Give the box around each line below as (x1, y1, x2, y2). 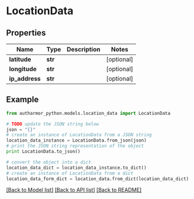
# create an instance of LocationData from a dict (6, 170, 134, 176)
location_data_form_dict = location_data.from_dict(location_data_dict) (6, 176, 189, 182)
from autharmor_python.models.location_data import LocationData (6, 110, 170, 116)
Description (67, 46, 101, 53)
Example (6, 95, 39, 105)
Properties (6, 28, 46, 38)
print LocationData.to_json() (6, 149, 81, 155)
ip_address (9, 75, 41, 82)
